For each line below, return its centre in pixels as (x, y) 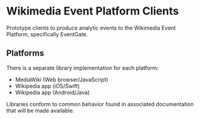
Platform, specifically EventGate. (47, 34)
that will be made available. (40, 111)
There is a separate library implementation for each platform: (83, 68)
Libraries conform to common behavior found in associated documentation (100, 104)
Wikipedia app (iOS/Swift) (47, 86)
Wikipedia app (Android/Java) (52, 92)
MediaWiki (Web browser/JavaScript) (61, 79)
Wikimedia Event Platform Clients (93, 11)
